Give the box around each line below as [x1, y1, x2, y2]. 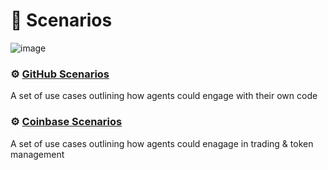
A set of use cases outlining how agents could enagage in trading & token [10, 137, 314, 149]
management [10, 148, 65, 160]
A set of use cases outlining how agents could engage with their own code [10, 90, 318, 102]
